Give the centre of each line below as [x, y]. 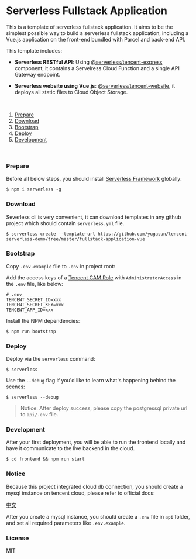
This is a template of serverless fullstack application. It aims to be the [90, 27]
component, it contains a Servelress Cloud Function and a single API [97, 68]
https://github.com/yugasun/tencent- [144, 234]
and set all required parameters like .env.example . [66, 523]
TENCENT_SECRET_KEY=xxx [35, 305]
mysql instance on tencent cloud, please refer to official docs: [80, 493]
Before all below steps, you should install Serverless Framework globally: [94, 179]
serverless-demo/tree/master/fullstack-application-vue [75, 239]
